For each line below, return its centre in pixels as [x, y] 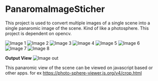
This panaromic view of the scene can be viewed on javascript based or [79, 68]
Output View [18, 58]
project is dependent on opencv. [39, 33]
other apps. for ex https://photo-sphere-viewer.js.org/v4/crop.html [74, 73]
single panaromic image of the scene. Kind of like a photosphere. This [77, 28]
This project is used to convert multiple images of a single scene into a [78, 23]
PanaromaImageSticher [55, 9]
